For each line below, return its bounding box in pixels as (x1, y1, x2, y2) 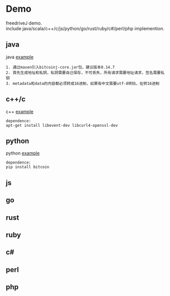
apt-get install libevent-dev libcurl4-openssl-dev (6, 123, 118, 128)
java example (6, 54, 34, 60)
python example (6, 150, 40, 156)
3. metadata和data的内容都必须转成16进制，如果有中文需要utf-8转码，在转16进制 (6, 81, 160, 86)
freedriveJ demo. (6, 20, 42, 26)
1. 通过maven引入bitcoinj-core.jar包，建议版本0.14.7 (6, 64, 115, 70)
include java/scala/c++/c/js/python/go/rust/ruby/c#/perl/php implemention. (6, 25, 165, 31)
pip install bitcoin (6, 165, 50, 170)
